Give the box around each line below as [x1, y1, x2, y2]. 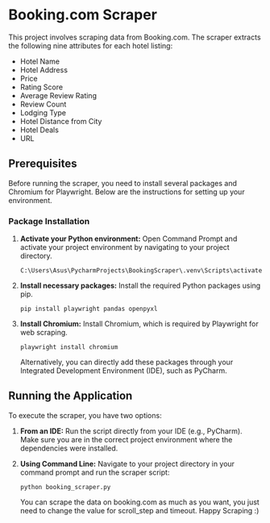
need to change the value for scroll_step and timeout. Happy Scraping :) [19, 505, 260, 515]
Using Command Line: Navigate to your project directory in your [19, 459, 235, 468]
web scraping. [19, 328, 69, 338]
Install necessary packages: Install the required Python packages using [19, 280, 261, 291]
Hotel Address [19, 64, 69, 74]
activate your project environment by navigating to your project [19, 243, 230, 252]
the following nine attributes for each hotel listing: [8, 40, 173, 50]
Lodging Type [19, 107, 67, 118]
